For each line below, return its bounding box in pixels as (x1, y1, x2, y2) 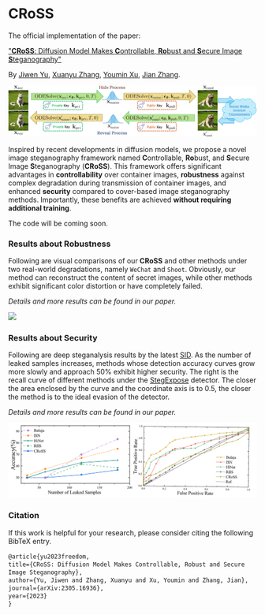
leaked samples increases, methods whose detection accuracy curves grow (8, 359, 256, 368)
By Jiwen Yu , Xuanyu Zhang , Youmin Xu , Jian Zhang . (8, 69, 181, 79)
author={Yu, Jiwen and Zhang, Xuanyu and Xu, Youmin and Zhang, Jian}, (8, 576, 248, 584)
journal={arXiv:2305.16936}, (8, 584, 104, 592)
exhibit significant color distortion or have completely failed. (8, 281, 203, 291)
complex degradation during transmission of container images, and (8, 178, 226, 188)
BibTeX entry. (8, 536, 52, 546)
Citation (8, 510, 39, 521)
